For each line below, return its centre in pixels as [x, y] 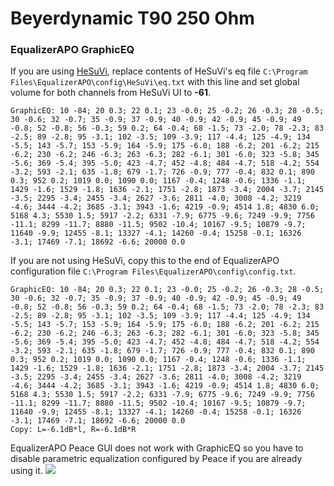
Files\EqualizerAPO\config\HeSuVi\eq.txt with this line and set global [155, 82]
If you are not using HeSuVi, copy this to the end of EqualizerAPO [145, 261]
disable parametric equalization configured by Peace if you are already [156, 459]
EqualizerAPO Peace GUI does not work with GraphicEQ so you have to [157, 448]
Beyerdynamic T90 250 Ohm [132, 18]
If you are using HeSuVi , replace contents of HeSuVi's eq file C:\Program [159, 71]
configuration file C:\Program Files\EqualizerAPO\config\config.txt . [153, 271]
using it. [26, 471]
